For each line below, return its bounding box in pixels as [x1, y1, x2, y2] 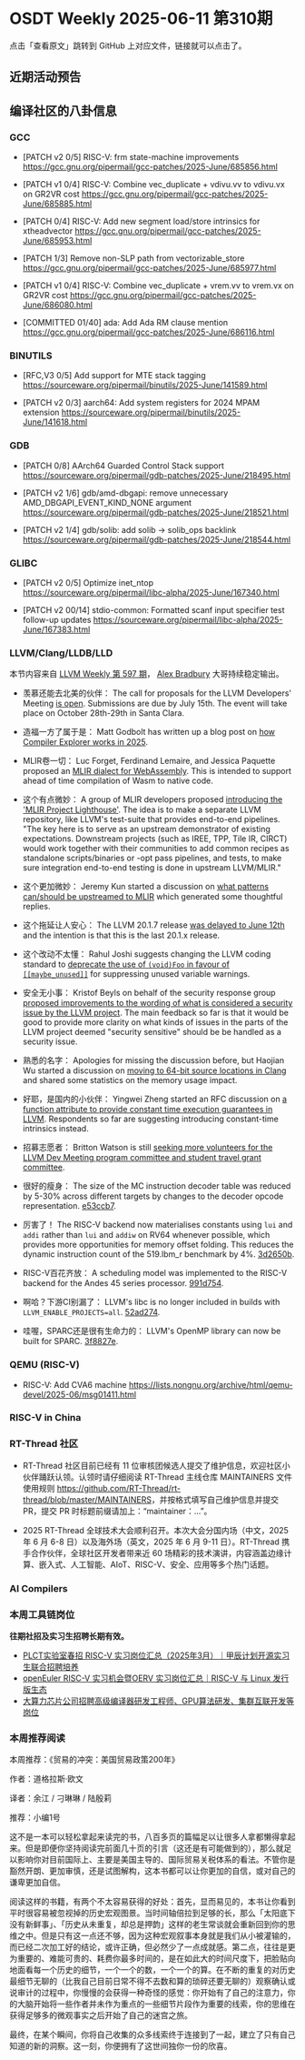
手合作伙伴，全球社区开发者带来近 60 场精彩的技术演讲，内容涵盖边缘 [22, 1547, 284, 1558]
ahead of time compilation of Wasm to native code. [22, 775, 213, 787]
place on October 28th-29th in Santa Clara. [22, 708, 184, 718]
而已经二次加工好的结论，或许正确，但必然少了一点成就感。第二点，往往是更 [9, 1942, 296, 1953]
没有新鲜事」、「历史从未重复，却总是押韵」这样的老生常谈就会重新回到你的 [9, 1919, 288, 1930]
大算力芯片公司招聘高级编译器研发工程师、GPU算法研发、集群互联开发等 [22, 1695, 295, 1706]
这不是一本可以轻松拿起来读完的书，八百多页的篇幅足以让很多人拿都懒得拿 [9, 1832, 288, 1843]
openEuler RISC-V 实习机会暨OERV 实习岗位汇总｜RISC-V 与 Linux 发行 [22, 1673, 290, 1683]
